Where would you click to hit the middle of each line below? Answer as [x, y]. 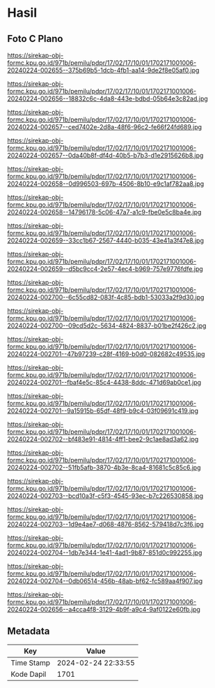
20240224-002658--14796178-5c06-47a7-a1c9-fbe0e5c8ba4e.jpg [104, 212]
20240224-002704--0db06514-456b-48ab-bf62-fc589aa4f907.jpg [105, 581]
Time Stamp [31, 663]
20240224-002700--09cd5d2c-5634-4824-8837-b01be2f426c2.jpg [107, 325]
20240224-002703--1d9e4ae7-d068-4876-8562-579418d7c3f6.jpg [105, 524]
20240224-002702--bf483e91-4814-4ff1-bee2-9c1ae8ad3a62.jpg [103, 439]
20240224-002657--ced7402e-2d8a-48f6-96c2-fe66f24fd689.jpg [105, 127]
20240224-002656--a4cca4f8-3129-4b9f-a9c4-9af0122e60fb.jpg [104, 609]
